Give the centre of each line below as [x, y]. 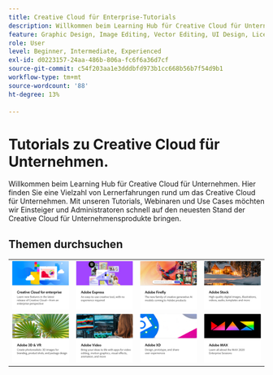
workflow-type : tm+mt [45, 77]
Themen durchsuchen [66, 244]
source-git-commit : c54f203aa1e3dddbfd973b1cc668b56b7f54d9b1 [116, 69]
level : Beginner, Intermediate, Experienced [85, 52]
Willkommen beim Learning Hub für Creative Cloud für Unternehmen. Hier [132, 184]
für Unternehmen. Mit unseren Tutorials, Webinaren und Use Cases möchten [136, 201]
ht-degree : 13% [34, 94]
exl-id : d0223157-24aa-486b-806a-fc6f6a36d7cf [89, 60]
